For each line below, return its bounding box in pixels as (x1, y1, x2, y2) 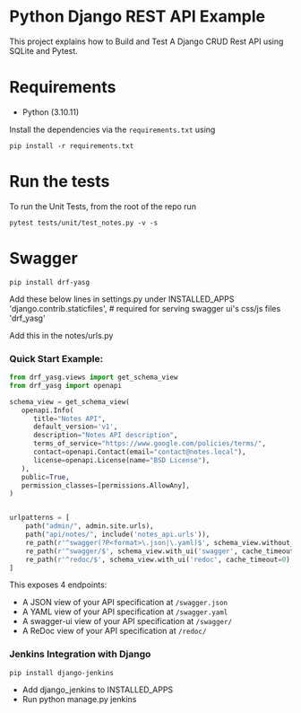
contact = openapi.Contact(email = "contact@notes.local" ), (32, 447, 246, 457)
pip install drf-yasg (9, 277, 90, 286)
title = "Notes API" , (32, 414, 106, 423)
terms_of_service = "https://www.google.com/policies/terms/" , (32, 439, 267, 448)
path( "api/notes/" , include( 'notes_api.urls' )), (25, 530, 211, 540)
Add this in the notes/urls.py (9, 330, 114, 340)
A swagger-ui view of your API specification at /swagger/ (21, 616, 233, 627)
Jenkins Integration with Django (9, 648, 151, 661)
